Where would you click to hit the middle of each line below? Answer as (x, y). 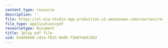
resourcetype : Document (30, 28)
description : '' (22, 14)
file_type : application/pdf (34, 24)
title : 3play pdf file (29, 33)
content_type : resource (30, 10)
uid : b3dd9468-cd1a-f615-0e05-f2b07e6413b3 (51, 38)
